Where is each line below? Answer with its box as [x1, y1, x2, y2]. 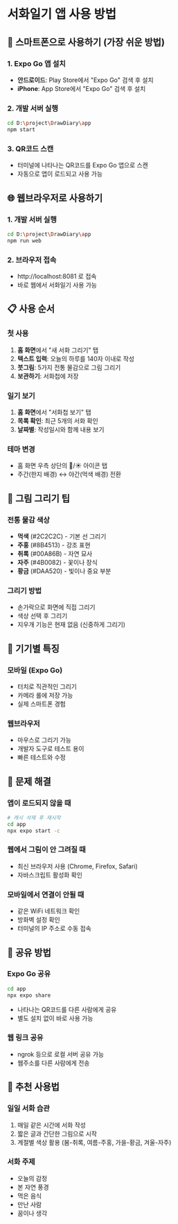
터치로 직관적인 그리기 [17, 682, 78, 690]
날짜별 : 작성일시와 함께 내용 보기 [17, 425, 105, 433]
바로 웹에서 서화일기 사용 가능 [17, 281, 97, 289]
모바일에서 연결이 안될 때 [7, 890, 84, 900]
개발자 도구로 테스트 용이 [17, 745, 84, 753]
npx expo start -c [7, 827, 60, 834]
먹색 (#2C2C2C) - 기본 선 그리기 [17, 532, 107, 540]
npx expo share [7, 991, 51, 999]
